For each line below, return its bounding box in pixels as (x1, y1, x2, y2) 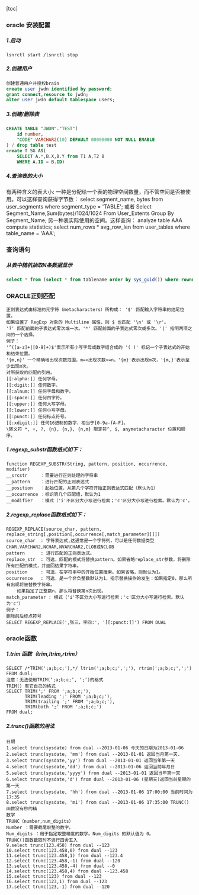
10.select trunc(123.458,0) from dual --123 (6, 848, 118, 854)
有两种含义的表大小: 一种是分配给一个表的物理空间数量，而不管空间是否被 (6, 188, 185, 195)
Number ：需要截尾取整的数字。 (6, 825, 73, 831)
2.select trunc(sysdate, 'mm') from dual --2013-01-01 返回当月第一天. (6, 752, 181, 758)
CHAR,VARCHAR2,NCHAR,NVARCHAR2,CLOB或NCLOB (6, 544, 114, 550)
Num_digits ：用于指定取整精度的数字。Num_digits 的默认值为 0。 (6, 831, 154, 837)
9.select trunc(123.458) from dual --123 (6, 842, 110, 849)
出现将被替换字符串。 (10, 582, 55, 588)
